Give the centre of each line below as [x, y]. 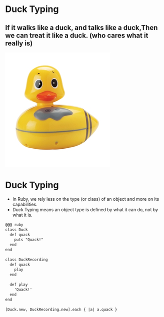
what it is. [22, 215]
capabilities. [25, 204]
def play [19, 285]
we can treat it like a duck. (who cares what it [77, 35]
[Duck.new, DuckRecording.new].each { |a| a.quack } [61, 310]
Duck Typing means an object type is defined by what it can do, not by [85, 209]
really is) [19, 43]
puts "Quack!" [29, 240]
